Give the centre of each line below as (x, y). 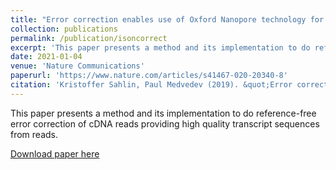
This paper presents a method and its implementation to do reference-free (163, 113)
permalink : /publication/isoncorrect (89, 38)
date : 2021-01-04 (46, 57)
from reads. (34, 134)
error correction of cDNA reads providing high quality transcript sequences (165, 123)
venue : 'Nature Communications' (77, 66)
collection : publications (64, 29)
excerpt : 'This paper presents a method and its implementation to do (160, 47)
